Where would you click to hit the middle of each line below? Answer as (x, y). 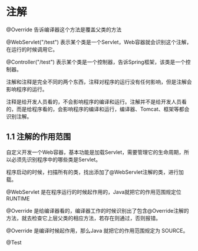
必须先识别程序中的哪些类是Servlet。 (56, 159)
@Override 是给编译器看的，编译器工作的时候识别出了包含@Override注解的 (98, 210)
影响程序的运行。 (27, 89)
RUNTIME (18, 199)
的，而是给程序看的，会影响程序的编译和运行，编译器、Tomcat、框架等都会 (98, 109)
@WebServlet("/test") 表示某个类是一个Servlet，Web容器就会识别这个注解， (99, 42)
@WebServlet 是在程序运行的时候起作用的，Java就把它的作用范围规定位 (94, 191)
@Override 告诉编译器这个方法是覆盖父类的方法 (64, 29)
